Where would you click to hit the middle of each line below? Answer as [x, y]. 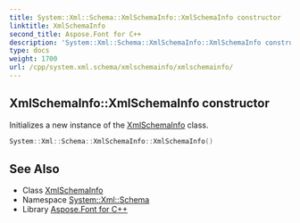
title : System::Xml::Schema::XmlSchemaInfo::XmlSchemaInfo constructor [145, 17]
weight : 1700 [33, 59]
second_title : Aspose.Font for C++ [75, 34]
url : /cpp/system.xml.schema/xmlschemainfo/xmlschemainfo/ [121, 68]
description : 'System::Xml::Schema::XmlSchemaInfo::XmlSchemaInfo [135, 42]
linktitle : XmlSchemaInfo [57, 26]
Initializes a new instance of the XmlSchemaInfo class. [109, 125]
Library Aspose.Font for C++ [75, 210]
